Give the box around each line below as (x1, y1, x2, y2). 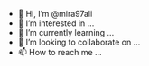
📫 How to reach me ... (17, 47, 102, 57)
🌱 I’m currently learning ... (17, 28, 115, 37)
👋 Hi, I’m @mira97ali (17, 9, 93, 19)
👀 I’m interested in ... (17, 18, 95, 29)
